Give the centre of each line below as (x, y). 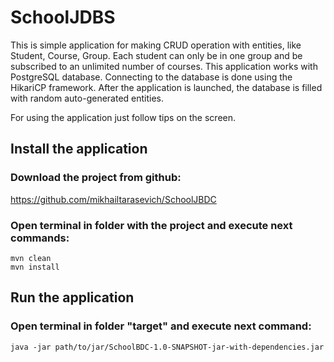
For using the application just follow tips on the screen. (123, 117)
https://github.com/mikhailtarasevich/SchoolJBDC (113, 199)
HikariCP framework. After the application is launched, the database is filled (166, 87)
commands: (40, 238)
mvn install (35, 267)
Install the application (79, 149)
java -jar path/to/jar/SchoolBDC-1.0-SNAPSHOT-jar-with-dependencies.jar (167, 347)
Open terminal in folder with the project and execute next (151, 225)
